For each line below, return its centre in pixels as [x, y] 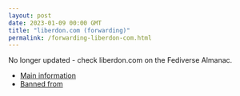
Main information [48, 75]
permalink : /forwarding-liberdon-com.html [80, 38]
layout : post [30, 15]
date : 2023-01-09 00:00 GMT [55, 23]
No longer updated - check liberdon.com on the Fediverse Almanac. [120, 60]
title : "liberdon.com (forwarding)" [69, 30]
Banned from [41, 84]
